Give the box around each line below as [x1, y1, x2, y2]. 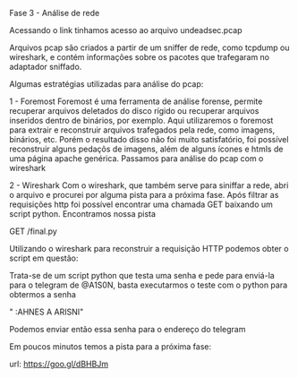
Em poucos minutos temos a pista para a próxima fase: [9, 341, 212, 352]
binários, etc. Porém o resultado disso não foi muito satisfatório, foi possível [9, 134, 289, 144]
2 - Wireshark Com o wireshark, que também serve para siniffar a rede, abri [9, 180, 289, 191]
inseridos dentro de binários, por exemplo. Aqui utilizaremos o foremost [9, 116, 274, 125]
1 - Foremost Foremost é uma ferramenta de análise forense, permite [9, 96, 263, 107]
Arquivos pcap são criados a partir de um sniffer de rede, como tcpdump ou [9, 42, 290, 53]
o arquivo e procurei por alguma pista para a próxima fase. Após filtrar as [9, 190, 279, 200]
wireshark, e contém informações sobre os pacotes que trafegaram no [9, 52, 270, 62]
